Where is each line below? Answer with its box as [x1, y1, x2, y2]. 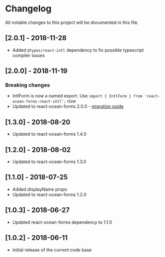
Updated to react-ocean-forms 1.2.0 [12, 191, 87, 197]
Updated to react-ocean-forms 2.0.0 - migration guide [12, 103, 124, 109]
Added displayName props [12, 186, 67, 192]
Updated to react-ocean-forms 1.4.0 [12, 131, 87, 137]
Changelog [5, 3, 52, 14]
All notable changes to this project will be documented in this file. [5, 19, 139, 25]
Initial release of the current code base [12, 247, 92, 253]
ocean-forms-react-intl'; [12, 99, 66, 104]
